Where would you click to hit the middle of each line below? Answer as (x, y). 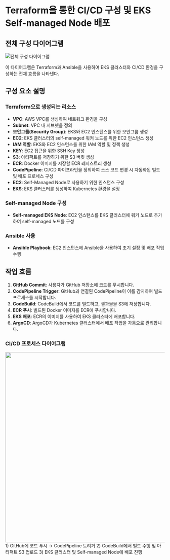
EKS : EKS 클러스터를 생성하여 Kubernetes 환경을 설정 (66, 189)
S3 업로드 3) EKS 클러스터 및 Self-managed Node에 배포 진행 (80, 552)
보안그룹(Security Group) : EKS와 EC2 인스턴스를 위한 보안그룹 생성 (80, 131)
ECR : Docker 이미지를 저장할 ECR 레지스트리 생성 (62, 163)
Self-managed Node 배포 (58, 23)
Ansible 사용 (20, 235)
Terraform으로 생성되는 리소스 (41, 107)
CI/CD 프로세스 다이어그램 (35, 344)
